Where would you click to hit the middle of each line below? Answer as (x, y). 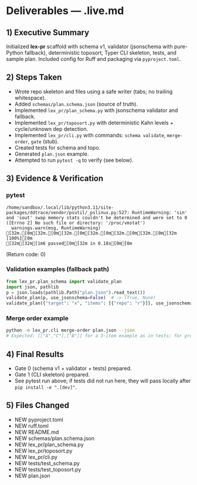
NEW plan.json (33, 476)
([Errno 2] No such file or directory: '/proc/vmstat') (76, 223)
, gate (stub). (43, 141)
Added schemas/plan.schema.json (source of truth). (76, 104)
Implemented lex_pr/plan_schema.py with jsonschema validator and (96, 110)
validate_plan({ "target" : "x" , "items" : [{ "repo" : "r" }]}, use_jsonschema (99, 303)
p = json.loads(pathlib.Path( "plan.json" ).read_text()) (76, 292)
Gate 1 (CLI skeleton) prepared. (52, 375)
